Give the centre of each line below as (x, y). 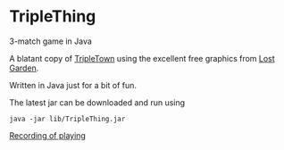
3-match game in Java (50, 41)
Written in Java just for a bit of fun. (73, 85)
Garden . (24, 68)
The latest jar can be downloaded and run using (97, 102)
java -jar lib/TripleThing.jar (67, 119)
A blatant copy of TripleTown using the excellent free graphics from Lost (142, 58)
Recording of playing (48, 135)
